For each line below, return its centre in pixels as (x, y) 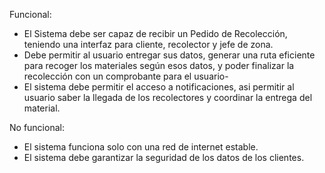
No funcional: (37, 127)
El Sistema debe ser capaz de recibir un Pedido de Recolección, (155, 33)
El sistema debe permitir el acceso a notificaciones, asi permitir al (159, 87)
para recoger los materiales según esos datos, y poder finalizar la (159, 65)
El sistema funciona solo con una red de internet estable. (141, 147)
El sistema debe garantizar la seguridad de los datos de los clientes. (164, 157)
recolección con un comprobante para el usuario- (126, 76)
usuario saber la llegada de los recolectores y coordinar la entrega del (168, 97)
